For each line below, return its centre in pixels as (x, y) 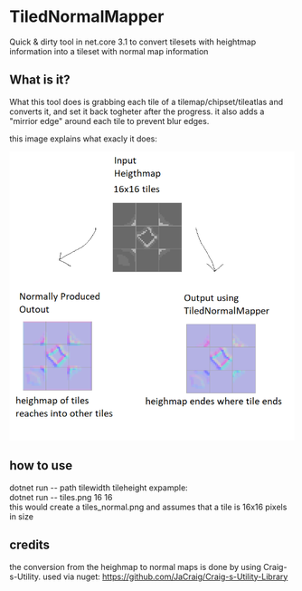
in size (22, 516)
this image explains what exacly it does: (84, 139)
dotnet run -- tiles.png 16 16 (61, 497)
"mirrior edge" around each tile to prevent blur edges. (109, 121)
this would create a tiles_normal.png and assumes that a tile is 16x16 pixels (148, 507)
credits (30, 545)
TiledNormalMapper (87, 17)
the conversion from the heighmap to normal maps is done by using (136, 567)
